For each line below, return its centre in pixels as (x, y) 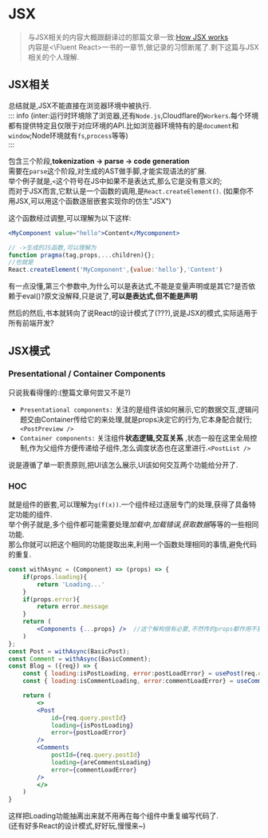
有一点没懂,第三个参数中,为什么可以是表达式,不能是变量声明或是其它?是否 (128, 286)
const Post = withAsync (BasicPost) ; (69, 651)
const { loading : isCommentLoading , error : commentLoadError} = (128, 681)
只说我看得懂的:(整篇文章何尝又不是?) (70, 392)
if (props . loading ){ (55, 577)
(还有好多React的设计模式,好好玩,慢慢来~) (77, 826)
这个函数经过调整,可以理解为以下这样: (70, 217)
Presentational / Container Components (87, 374)
